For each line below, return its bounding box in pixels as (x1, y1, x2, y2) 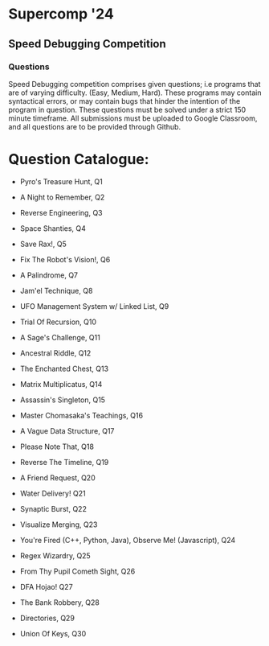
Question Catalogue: (8, 150, 150, 169)
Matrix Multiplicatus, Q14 (19, 379, 103, 389)
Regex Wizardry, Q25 (19, 550, 91, 560)
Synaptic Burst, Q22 (19, 504, 87, 513)
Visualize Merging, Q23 (19, 520, 98, 529)
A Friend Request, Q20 (19, 472, 96, 483)
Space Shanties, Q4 (19, 223, 87, 233)
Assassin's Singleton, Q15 (19, 395, 106, 405)
